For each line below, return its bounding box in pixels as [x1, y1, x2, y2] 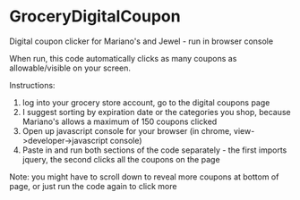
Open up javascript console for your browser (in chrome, [21, 125, 232, 136]
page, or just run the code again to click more [9, 180, 177, 191]
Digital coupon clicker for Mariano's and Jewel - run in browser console [9, 36, 274, 46]
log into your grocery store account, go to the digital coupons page [21, 96, 270, 108]
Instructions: [9, 79, 56, 90]
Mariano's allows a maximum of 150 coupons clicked [21, 116, 218, 127]
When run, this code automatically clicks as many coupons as [9, 53, 237, 63]
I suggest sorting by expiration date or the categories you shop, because [21, 106, 291, 117]
